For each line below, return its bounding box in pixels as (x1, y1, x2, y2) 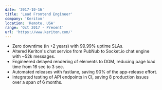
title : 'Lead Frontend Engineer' (5, 12, 73, 17)
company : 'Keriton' (5, 16, 45, 21)
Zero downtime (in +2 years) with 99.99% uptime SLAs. (12, 43, 124, 49)
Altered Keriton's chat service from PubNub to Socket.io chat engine (12, 48, 150, 54)
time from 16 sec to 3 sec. (12, 64, 64, 70)
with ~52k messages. (12, 54, 55, 59)
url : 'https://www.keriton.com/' (5, 30, 73, 35)
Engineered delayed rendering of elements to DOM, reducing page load (12, 59, 156, 64)
